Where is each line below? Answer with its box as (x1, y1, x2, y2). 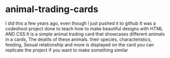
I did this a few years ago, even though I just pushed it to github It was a (5, 20, 156, 26)
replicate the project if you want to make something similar (5, 47, 128, 53)
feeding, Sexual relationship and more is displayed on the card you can (5, 41, 154, 47)
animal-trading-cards (5, 4, 98, 15)
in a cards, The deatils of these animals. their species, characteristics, (5, 36, 152, 42)
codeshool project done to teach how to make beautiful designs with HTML (5, 25, 163, 31)
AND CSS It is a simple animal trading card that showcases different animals (5, 31, 165, 37)
